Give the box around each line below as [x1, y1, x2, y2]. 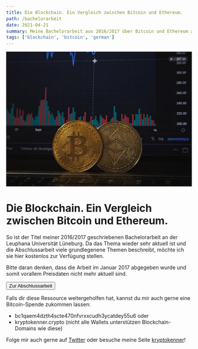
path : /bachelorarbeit [6, 15, 62, 22]
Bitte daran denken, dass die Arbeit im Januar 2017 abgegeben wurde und [6, 263, 187, 271]
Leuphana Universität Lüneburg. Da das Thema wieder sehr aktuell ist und [6, 240, 187, 247]
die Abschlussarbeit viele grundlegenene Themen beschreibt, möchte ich [6, 246, 184, 253]
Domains [14, 325, 37, 332]
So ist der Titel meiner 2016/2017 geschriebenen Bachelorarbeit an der [6, 233, 178, 240]
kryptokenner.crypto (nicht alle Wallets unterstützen [14, 318, 141, 325]
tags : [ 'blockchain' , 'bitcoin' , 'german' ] [6, 34, 115, 41]
